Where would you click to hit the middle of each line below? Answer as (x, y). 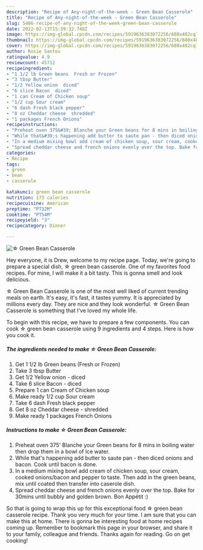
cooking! (17, 540)
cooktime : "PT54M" (29, 215)
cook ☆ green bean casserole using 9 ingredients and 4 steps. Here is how (100, 329)
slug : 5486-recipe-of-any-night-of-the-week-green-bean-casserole (92, 23)
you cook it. (21, 335)
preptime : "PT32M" (29, 209)
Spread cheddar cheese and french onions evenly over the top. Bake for (105, 490)
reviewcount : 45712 (31, 62)
